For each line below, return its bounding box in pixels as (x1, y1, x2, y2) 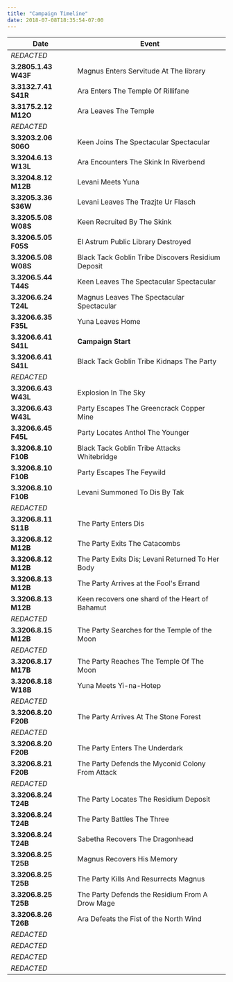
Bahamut (77, 603, 107, 612)
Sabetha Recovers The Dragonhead (77, 834, 194, 843)
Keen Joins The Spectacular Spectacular (77, 137, 210, 146)
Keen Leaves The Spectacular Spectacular (77, 277, 216, 286)
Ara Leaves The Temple (77, 105, 155, 115)
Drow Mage (77, 898, 116, 908)
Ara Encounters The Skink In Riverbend (77, 157, 205, 166)
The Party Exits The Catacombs (77, 538, 180, 548)
